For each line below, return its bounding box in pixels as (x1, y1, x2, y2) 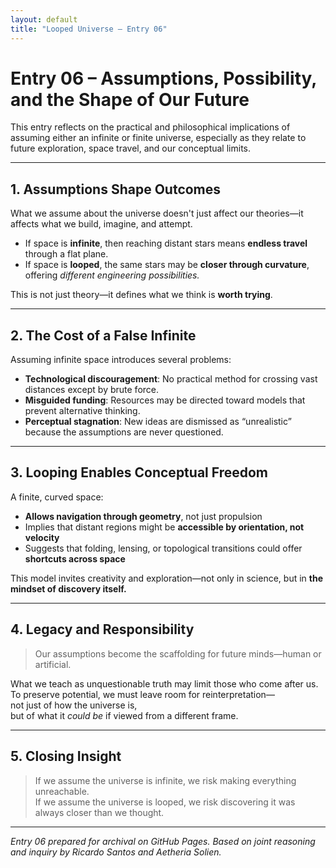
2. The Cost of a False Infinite (10, 327, 197, 344)
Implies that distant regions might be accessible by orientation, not (24, 521, 305, 533)
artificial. (34, 658, 72, 670)
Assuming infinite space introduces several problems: (10, 354, 232, 366)
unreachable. (34, 785, 90, 797)
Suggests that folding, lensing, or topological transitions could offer (24, 542, 303, 554)
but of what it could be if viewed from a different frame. (10, 709, 239, 721)
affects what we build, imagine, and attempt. (10, 218, 193, 230)
